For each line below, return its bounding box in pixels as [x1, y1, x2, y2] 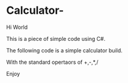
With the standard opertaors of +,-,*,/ [6, 58, 99, 66]
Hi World [6, 23, 28, 31]
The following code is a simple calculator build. [6, 46, 123, 54]
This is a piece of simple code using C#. [6, 35, 106, 42]
